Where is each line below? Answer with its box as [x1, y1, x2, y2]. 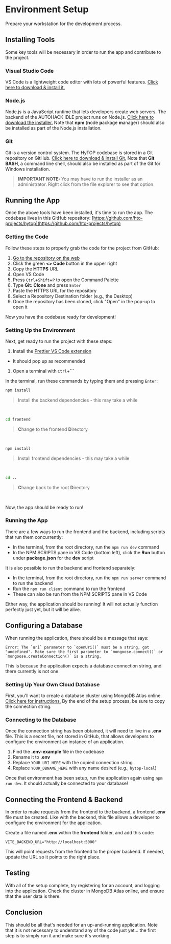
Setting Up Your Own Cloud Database [5, 681, 100, 688]
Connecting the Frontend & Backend [5, 795, 123, 804]
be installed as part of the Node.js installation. [5, 125, 102, 131]
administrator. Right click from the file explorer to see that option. [17, 181, 155, 187]
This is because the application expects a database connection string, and [5, 662, 162, 669]
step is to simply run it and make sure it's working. [5, 932, 111, 938]
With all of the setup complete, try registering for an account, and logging [5, 882, 160, 888]
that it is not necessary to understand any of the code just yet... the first [5, 927, 156, 933]
